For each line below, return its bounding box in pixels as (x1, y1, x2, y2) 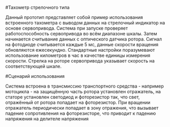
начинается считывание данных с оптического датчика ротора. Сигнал (5, 36, 162, 42)
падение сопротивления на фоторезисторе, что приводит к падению (5, 110, 156, 116)
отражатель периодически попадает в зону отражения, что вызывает (5, 105, 159, 111)
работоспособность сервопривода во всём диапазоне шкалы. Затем (5, 31, 157, 36)
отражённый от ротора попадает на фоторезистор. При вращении (5, 99, 151, 105)
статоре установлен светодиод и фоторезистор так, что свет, (5, 94, 140, 100)
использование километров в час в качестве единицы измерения (5, 52, 151, 58)
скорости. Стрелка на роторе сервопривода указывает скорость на (5, 58, 155, 63)
